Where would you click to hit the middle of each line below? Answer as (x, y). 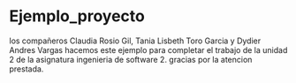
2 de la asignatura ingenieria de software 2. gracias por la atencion (131, 59)
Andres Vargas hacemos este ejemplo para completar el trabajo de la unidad (148, 49)
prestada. (27, 69)
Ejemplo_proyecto (77, 16)
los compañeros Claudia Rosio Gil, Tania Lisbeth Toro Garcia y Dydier (135, 41)
